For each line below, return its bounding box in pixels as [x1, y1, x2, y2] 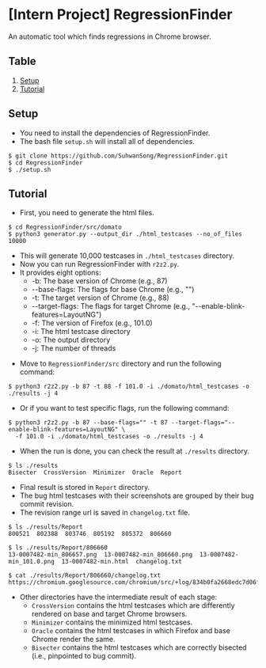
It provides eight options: [19, 268, 101, 278]
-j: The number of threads [31, 343, 116, 353]
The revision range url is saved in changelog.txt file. [19, 508, 190, 518]
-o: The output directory [31, 335, 111, 345]
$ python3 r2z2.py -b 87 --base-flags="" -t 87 [8, 419, 169, 427]
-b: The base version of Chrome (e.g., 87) [31, 276, 168, 286]
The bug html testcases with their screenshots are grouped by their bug [19, 491, 255, 500]
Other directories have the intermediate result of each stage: [19, 592, 218, 602]
